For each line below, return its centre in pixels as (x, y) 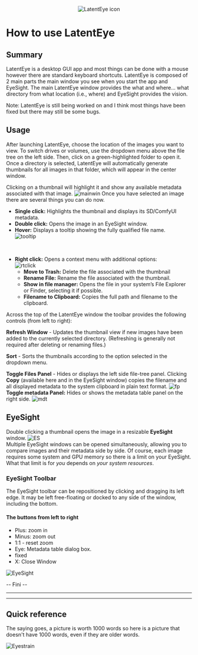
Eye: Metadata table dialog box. (53, 549)
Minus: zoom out (35, 536)
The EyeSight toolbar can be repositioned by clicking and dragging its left (95, 491)
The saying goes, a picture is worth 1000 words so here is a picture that (93, 628)
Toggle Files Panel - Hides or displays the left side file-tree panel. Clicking (97, 374)
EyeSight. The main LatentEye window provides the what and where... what (98, 88)
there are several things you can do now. (55, 199)
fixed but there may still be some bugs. (53, 112)
